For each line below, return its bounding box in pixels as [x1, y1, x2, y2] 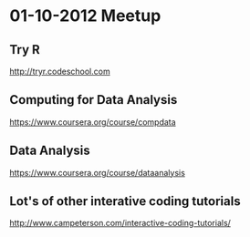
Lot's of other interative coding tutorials [9, 193, 241, 210]
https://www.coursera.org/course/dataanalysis [9, 167, 185, 178]
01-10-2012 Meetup [9, 5, 161, 26]
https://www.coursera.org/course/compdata [9, 116, 176, 128]
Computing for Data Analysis [9, 92, 178, 108]
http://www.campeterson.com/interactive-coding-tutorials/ [9, 218, 231, 229]
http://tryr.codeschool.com [9, 66, 111, 77]
